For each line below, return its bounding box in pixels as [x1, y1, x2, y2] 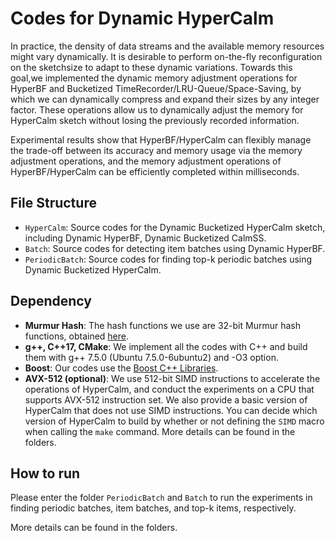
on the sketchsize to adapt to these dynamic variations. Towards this [10, 61, 293, 73]
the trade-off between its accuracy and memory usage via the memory [10, 144, 303, 156]
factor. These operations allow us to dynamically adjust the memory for [10, 103, 304, 116]
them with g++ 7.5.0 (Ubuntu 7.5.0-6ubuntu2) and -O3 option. [24, 351, 279, 363]
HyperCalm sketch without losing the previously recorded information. [10, 114, 300, 126]
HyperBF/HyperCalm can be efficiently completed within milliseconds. [10, 165, 300, 177]
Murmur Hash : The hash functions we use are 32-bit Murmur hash [24, 319, 301, 331]
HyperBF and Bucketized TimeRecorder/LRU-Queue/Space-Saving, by [10, 82, 302, 94]
